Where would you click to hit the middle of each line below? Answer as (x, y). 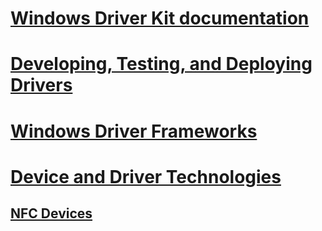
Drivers (41, 85)
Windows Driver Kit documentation (160, 18)
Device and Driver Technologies (146, 176)
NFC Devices (51, 213)
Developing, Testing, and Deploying (161, 64)
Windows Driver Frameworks (134, 131)
